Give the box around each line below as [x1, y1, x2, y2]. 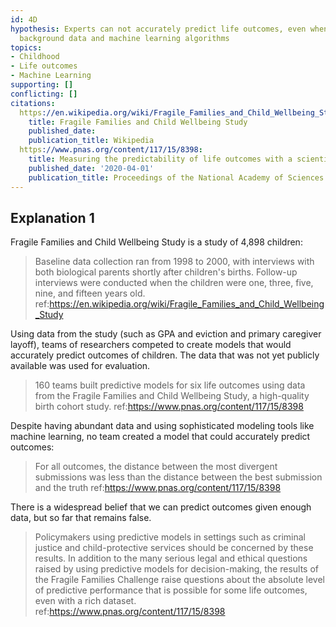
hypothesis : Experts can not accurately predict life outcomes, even [10, 24, 307, 34]
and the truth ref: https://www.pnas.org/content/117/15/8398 [34, 482, 282, 494]
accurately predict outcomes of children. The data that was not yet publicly [10, 349, 320, 361]
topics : [10, 42, 43, 53]
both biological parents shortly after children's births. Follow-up [34, 266, 298, 278]
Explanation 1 [10, 209, 95, 226]
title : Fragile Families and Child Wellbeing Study [28, 117, 248, 127]
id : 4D [10, 14, 38, 25]
